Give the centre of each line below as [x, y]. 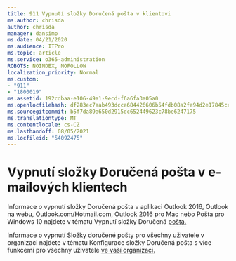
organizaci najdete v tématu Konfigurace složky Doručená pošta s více [110, 243]
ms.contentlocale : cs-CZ [44, 125]
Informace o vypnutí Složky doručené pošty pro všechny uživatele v [106, 235]
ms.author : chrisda [36, 20]
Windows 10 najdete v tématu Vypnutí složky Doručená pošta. [97, 222]
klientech [100, 187]
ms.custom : [23, 79]
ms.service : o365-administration [56, 60]
